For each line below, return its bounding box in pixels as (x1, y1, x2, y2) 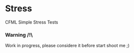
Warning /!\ (5, 31, 33, 38)
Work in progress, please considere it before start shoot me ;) (5, 43, 130, 49)
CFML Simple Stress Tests (5, 19, 58, 25)
